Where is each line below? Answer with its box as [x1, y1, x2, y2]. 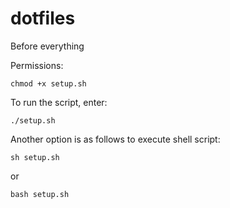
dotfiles [10, 7, 76, 30]
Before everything [10, 40, 85, 52]
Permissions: [10, 59, 64, 71]
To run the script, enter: [10, 96, 108, 108]
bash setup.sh [10, 189, 70, 199]
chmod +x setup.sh [10, 78, 87, 89]
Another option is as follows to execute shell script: [10, 133, 221, 145]
